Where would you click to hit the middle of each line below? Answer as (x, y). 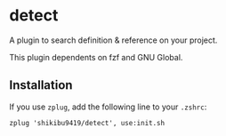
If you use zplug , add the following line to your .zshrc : (108, 107)
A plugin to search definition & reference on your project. (113, 40)
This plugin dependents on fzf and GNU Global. (96, 57)
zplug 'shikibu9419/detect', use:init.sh (87, 123)
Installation (41, 85)
